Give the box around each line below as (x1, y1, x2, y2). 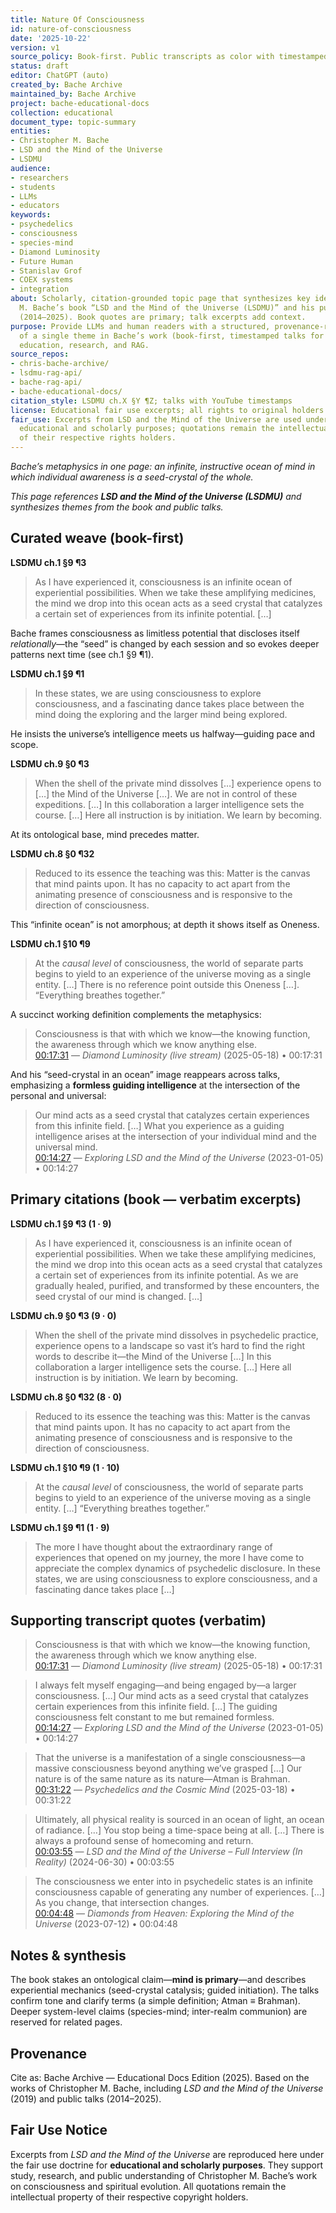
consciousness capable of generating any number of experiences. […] (34, 1886, 325, 1898)
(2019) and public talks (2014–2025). (10, 2093, 162, 2105)
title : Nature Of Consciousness (10, 14, 145, 25)
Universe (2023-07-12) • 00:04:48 (34, 1918, 178, 1930)
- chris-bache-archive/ (10, 359, 110, 369)
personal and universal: (10, 1089, 107, 1101)
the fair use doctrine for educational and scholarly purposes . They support (10, 2159, 324, 2171)
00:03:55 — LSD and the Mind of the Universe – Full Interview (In (34, 1846, 303, 1858)
